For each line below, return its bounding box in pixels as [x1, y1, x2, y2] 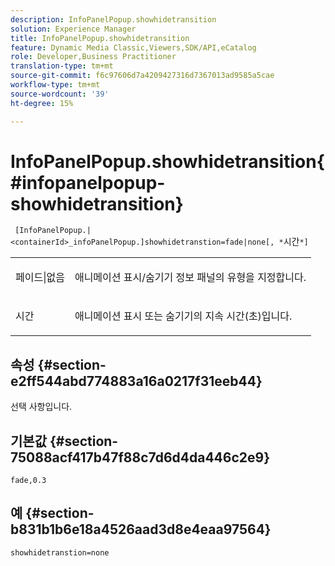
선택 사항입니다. [10, 401, 73, 413]
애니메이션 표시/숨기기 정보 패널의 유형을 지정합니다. [74, 271, 307, 285]
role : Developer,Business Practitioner [10, 52, 177, 62]
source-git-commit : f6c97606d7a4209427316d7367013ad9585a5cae [10, 71, 275, 81]
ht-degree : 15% [10, 98, 74, 108]
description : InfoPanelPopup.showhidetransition [10, 14, 217, 25]
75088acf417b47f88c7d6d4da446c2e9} [10, 449, 271, 466]
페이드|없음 [15, 271, 65, 285]
